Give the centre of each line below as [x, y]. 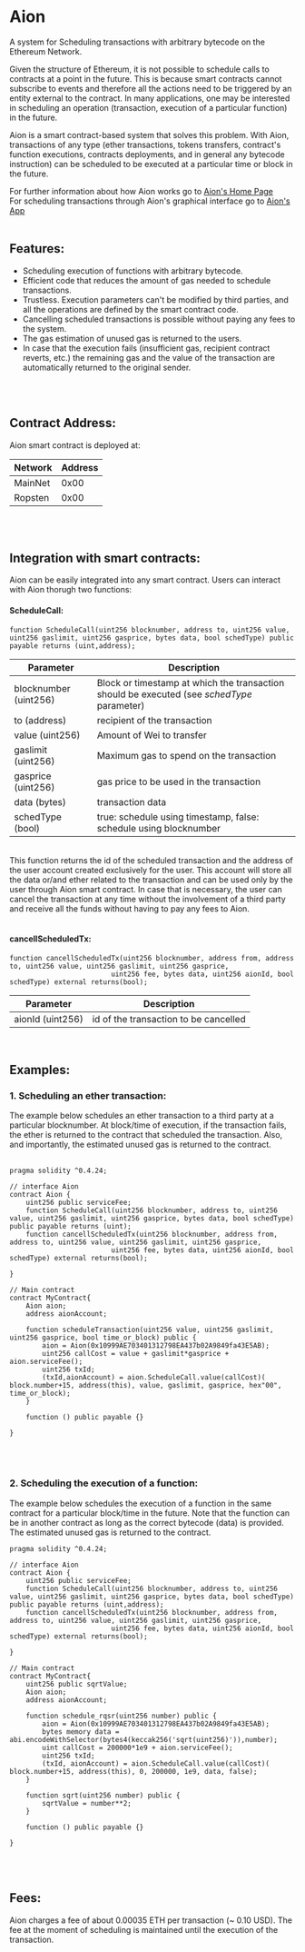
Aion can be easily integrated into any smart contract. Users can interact [145, 580]
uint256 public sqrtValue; [77, 1684]
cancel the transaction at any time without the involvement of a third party [148, 899]
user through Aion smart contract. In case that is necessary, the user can [146, 889]
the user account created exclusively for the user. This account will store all [151, 870]
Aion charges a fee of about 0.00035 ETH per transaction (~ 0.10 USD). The [151, 1920]
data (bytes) [40, 802]
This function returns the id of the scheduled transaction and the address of [151, 860]
